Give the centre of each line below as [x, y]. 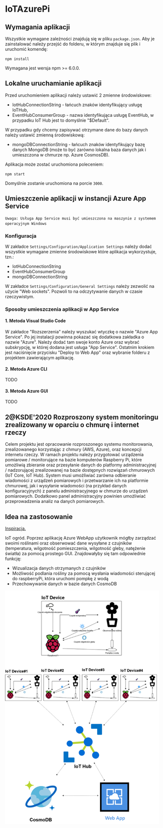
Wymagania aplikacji [38, 27]
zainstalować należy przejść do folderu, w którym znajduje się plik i [73, 44]
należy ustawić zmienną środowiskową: [45, 135]
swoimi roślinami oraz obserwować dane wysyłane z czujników [69, 543]
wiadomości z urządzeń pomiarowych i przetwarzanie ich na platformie [77, 480]
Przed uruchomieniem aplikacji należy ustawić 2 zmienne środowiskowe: [78, 95]
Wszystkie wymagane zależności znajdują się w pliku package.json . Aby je [80, 39]
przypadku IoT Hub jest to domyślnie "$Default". [61, 120]
